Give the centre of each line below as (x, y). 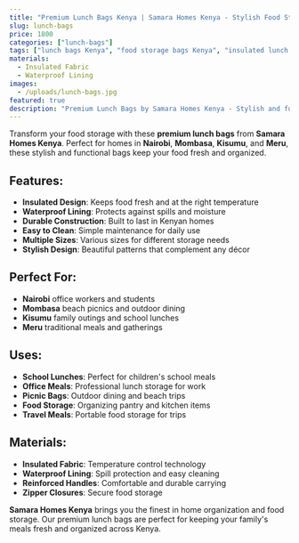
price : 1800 (31, 34)
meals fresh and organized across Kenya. (85, 528)
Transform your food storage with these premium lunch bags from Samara (147, 134)
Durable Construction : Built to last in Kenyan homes (118, 221)
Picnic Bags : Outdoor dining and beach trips (104, 395)
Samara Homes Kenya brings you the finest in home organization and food (147, 509)
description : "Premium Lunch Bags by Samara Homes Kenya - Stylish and (145, 109)
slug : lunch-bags (41, 26)
